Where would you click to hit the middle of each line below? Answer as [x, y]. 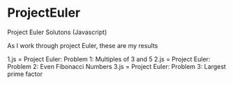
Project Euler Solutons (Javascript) [57, 32]
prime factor [25, 74]
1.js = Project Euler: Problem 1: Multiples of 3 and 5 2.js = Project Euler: [109, 59]
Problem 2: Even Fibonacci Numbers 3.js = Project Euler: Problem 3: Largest [117, 66]
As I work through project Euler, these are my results [83, 45]
